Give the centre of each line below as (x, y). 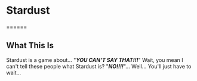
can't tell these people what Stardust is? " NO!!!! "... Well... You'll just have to (99, 66)
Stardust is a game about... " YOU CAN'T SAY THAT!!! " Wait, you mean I (95, 60)
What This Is (30, 46)
